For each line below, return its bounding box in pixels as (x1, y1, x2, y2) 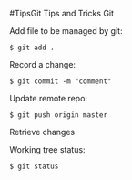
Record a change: (9, 59, 76, 69)
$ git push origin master (9, 111, 107, 120)
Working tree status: (9, 144, 86, 154)
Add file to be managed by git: (9, 26, 123, 36)
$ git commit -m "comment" (9, 77, 112, 86)
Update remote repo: (9, 93, 88, 103)
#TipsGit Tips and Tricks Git (9, 8, 115, 18)
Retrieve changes (9, 127, 76, 137)
